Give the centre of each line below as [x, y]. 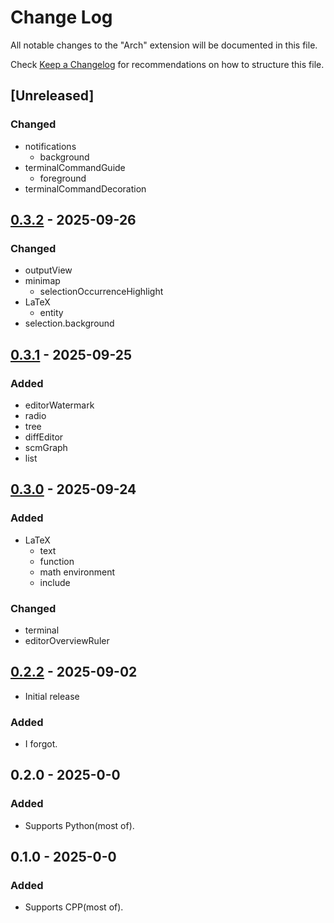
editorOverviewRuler [67, 640]
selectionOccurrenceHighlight [101, 292]
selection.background [69, 323]
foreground [63, 178]
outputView [48, 270]
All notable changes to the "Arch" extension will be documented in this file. [164, 45]
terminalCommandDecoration [85, 188]
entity [51, 313]
